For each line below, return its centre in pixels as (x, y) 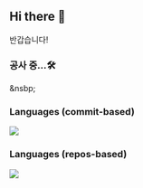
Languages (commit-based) (72, 112)
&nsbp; (23, 89)
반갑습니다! (29, 39)
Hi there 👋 (38, 17)
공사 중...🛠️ (33, 65)
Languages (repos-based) (68, 155)
